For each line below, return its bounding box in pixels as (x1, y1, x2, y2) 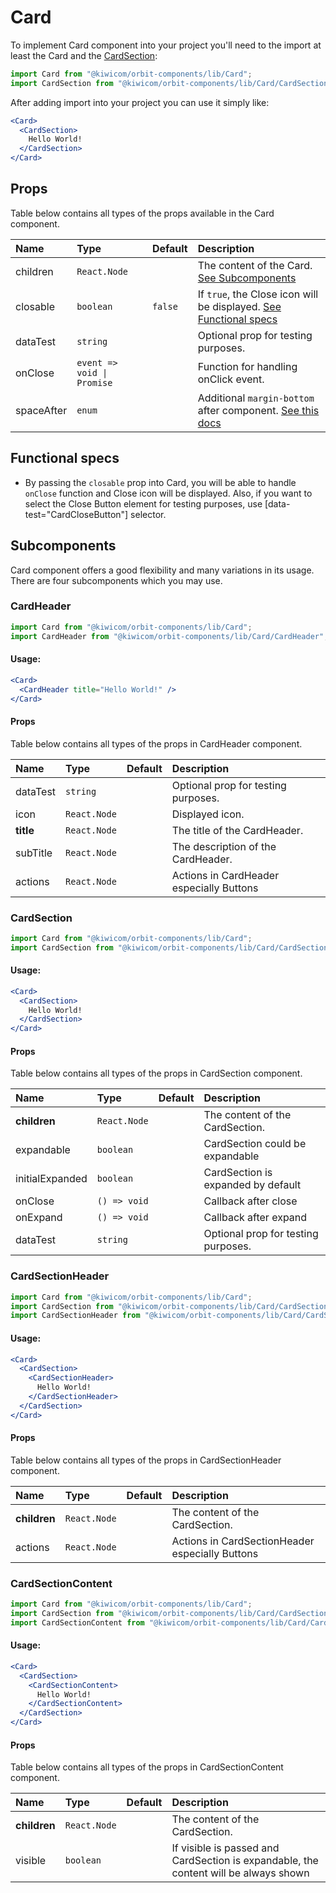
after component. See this (197, 403, 320, 417)
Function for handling (197, 359, 298, 373)
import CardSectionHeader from (10, 1311, 141, 1321)
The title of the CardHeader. (171, 823, 304, 837)
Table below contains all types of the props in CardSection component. (10, 1067, 303, 1080)
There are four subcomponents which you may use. (10, 574, 223, 586)
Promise (76, 377, 113, 388)
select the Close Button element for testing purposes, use (24, 497, 263, 510)
